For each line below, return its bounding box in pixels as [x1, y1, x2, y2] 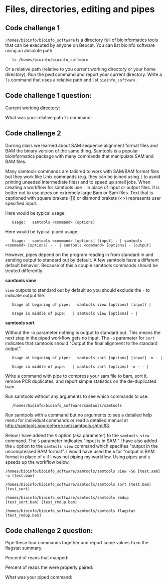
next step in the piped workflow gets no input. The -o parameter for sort [5, 335, 155, 341]
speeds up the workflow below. [5, 459, 70, 465]
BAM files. [5, 158, 27, 164]
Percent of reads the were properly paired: [5, 564, 94, 570]
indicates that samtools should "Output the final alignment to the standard [5, 340, 158, 346]
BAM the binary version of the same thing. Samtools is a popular [5, 147, 138, 154]
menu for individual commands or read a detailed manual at [5, 417, 128, 423]
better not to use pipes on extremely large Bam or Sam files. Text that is [5, 190, 153, 196]
